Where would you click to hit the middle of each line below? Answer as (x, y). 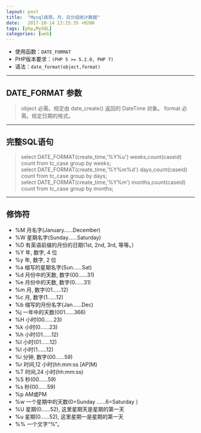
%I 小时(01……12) (36, 342)
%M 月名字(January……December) (57, 230)
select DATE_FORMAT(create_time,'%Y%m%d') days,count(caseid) (104, 169)
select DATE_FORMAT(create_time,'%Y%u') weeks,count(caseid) (101, 156)
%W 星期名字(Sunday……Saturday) (58, 237)
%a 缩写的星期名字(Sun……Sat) (53, 267)
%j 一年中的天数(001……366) (50, 312)
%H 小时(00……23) (38, 320)
